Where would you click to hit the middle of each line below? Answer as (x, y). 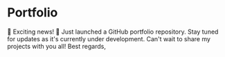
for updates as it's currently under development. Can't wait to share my (109, 38)
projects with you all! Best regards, (56, 46)
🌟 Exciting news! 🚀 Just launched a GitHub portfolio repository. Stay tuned (113, 32)
